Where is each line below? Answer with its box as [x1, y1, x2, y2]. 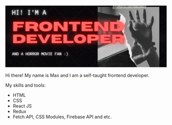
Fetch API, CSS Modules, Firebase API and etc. [12, 114, 112, 120]
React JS [12, 103, 32, 109]
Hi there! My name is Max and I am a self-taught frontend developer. [5, 72, 149, 79]
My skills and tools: [5, 82, 46, 88]
